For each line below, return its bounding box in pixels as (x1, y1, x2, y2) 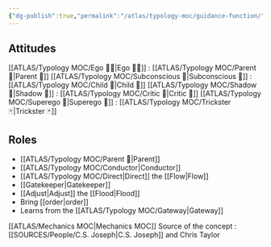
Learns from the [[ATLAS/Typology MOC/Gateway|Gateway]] (19, 206, 224, 216)
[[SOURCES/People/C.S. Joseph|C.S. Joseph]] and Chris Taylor (8, 230, 220, 240)
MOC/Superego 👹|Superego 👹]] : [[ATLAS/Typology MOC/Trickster (8, 98, 231, 107)
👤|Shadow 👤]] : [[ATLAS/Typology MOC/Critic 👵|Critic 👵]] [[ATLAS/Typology (8, 89, 262, 98)
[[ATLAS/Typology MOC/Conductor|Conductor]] (19, 163, 181, 173)
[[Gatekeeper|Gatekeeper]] (19, 180, 111, 190)
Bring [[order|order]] (19, 197, 89, 207)
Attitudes (8, 42, 56, 56)
